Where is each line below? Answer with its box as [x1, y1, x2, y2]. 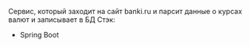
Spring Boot [19, 31, 60, 39]
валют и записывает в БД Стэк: [8, 15, 115, 24]
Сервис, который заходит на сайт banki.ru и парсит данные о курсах [8, 7, 243, 16]
